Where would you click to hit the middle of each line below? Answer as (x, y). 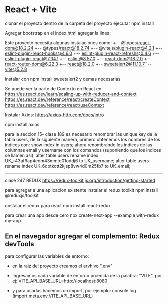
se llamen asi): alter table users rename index (52, 155)
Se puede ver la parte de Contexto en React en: (54, 88)
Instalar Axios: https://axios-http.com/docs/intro (55, 115)
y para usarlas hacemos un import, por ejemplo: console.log (74, 290)
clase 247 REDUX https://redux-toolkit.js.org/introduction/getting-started (80, 180)
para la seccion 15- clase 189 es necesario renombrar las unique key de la (81, 134)
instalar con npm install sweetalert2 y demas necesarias (63, 79)
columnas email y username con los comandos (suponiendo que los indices (83, 150)
